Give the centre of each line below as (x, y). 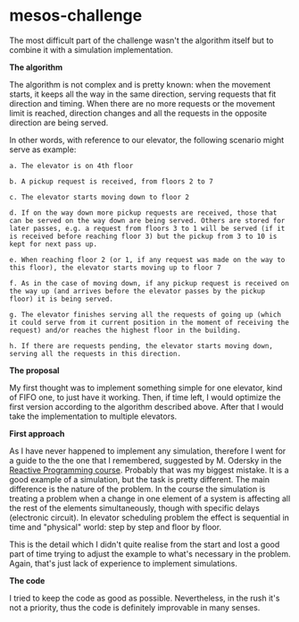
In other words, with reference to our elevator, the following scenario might (147, 140)
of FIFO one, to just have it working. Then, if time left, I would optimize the (145, 397)
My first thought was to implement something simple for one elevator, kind (146, 388)
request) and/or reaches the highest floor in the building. (125, 330)
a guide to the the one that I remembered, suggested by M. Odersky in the (145, 460)
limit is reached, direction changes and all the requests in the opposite (138, 113)
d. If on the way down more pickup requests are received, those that (143, 213)
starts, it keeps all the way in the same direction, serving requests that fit (143, 94)
